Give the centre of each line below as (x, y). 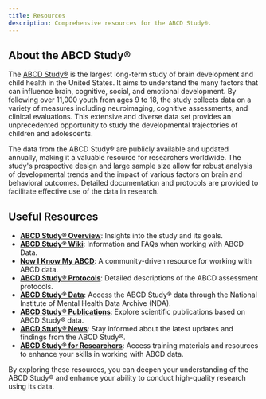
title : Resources (37, 16)
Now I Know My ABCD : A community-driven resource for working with (136, 261)
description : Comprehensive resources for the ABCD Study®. (110, 23)
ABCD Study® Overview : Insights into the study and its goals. (121, 236)
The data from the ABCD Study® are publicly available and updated (119, 149)
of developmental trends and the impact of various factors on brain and (125, 174)
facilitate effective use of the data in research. (84, 191)
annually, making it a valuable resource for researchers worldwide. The (125, 158)
